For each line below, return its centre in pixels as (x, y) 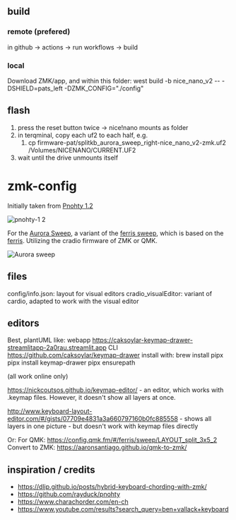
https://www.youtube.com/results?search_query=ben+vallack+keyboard (123, 509)
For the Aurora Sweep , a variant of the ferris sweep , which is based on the (116, 233)
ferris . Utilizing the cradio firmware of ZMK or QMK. (82, 240)
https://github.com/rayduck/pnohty (69, 495)
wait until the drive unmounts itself (68, 158)
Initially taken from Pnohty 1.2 (50, 206)
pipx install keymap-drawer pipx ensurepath (71, 362)
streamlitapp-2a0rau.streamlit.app (57, 348)
